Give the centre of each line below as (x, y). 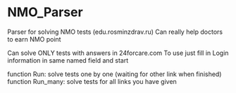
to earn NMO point (34, 39)
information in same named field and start (68, 60)
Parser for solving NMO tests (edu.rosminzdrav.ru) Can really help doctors (115, 32)
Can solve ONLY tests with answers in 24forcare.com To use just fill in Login (118, 53)
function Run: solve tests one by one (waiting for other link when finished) (114, 74)
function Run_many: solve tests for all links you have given (92, 81)
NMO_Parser (45, 12)
